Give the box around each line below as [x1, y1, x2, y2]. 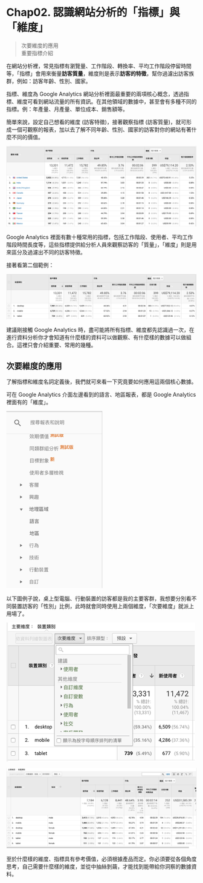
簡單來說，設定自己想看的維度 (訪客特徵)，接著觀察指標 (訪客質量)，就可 [6, 118, 187, 125]
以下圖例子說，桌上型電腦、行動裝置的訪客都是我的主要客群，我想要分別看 [6, 595, 192, 602]
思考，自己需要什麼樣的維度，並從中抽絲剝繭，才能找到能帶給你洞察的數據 [6, 863, 192, 870]
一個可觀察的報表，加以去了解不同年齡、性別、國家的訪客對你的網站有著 [11, 125, 192, 133]
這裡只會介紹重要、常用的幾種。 [16, 342, 97, 349]
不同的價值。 [11, 133, 43, 141]
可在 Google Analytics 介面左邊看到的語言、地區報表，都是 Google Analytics [6, 391, 196, 398]
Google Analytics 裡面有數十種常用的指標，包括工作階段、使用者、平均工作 [6, 234, 193, 241]
